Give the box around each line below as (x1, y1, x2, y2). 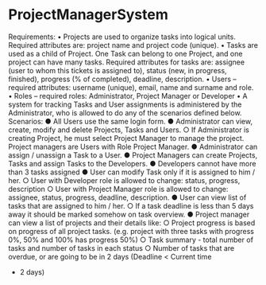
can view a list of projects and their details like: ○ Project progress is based (8, 217, 256, 228)
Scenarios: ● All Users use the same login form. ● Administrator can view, (8, 116, 253, 126)
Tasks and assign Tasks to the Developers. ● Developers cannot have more (8, 158, 256, 168)
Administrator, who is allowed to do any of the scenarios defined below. (8, 107, 242, 117)
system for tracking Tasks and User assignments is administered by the (8, 100, 242, 109)
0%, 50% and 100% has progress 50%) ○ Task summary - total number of (8, 235, 254, 244)
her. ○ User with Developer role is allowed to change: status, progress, (8, 175, 241, 185)
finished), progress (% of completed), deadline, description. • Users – (8, 74, 237, 84)
